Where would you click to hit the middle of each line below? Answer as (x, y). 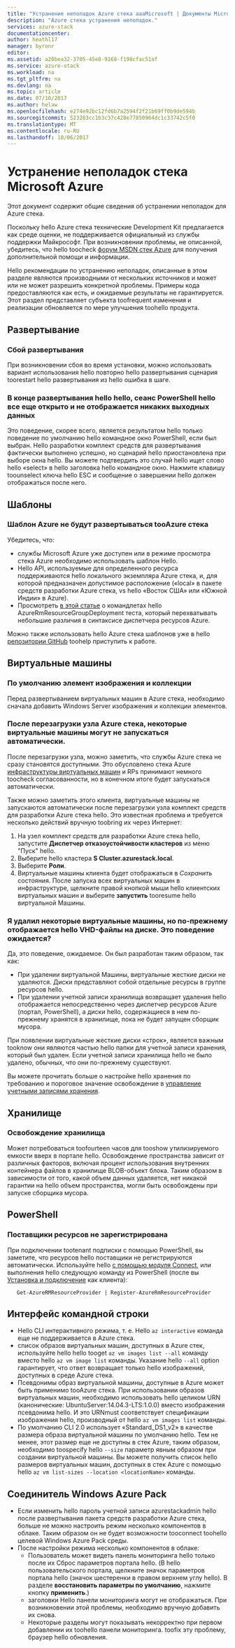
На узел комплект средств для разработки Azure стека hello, (109, 836)
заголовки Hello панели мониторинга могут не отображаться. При (127, 1600)
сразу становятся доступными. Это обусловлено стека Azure (99, 764)
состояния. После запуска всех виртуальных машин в (99, 880)
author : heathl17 (33, 40)
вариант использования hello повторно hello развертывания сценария (113, 372)
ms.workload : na (31, 72)
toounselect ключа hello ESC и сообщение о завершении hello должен (112, 475)
